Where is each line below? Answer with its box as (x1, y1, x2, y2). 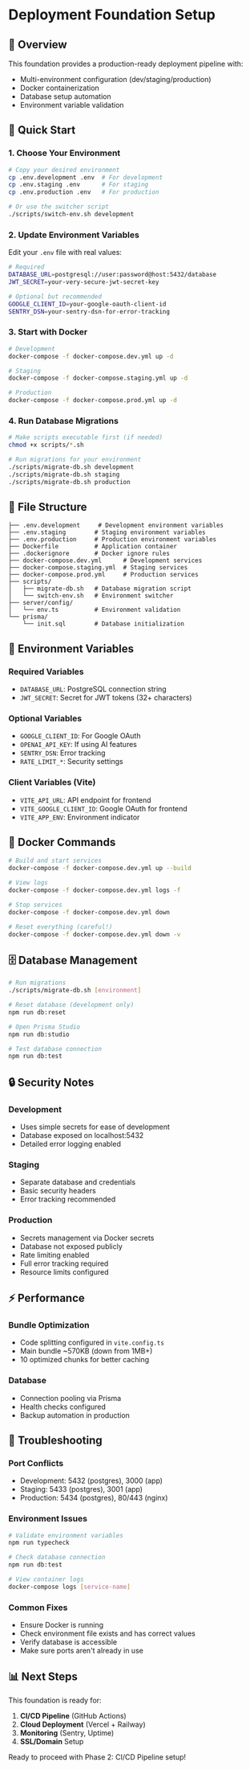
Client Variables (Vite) (8, 777, 96, 788)
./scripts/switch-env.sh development (8, 211, 135, 219)
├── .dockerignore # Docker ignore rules (8, 549, 171, 558)
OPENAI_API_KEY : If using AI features (19, 740, 138, 749)
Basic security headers (19, 1186, 96, 1196)
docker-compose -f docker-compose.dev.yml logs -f (8, 886, 181, 894)
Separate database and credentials (19, 1177, 136, 1187)
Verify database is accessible (19, 1637, 118, 1647)
